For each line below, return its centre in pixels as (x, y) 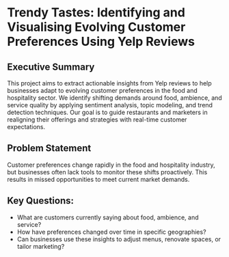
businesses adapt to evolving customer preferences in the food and (103, 91)
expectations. (26, 127)
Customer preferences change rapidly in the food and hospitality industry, (111, 165)
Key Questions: (40, 201)
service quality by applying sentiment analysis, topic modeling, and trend (110, 105)
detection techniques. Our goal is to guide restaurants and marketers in (107, 112)
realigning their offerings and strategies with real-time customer (97, 120)
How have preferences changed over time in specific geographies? (111, 232)
